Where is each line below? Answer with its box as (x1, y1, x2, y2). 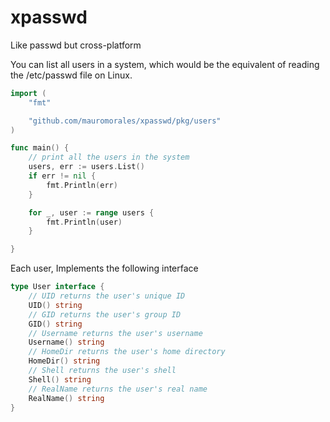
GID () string (28, 319, 83, 329)
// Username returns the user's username (28, 328, 203, 338)
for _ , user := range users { (28, 207, 155, 218)
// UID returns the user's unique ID (28, 291, 186, 301)
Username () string (28, 337, 105, 348)
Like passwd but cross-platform (10, 39, 142, 51)
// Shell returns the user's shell (28, 366, 177, 376)
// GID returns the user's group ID (28, 309, 182, 320)
